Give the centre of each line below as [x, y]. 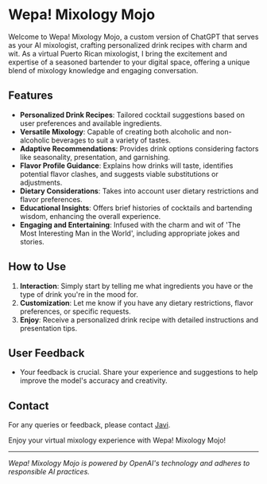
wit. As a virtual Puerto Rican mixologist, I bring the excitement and [118, 53]
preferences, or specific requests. [75, 311]
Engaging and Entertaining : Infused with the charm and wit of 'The [130, 224]
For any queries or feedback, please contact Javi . [89, 425]
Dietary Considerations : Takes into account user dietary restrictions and [139, 191]
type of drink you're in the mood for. [79, 294]
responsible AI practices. [49, 472]
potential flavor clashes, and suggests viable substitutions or [119, 174]
